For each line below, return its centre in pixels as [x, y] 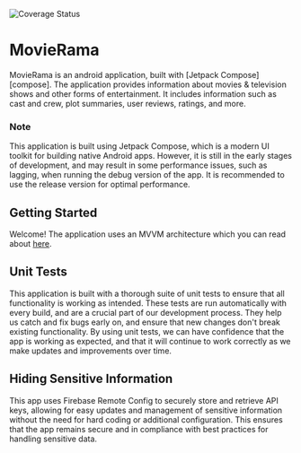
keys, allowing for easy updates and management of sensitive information [146, 410]
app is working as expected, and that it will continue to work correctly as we [150, 341]
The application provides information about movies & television [170, 84]
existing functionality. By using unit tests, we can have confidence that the [147, 331]
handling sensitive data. [53, 439]
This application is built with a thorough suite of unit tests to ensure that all [147, 293]
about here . [31, 244]
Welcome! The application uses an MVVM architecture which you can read [147, 234]
